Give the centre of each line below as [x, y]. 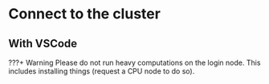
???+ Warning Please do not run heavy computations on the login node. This [134, 62]
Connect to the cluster [84, 14]
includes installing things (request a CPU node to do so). [102, 71]
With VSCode [43, 44]
